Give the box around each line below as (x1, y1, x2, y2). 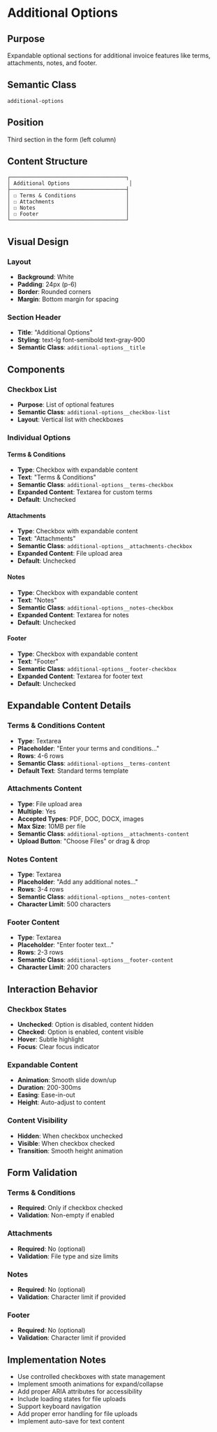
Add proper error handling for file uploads (17, 1410, 138, 1418)
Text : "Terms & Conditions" (17, 473, 96, 482)
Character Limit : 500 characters (17, 900, 112, 908)
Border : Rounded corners (17, 288, 91, 296)
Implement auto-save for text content (17, 1417, 125, 1426)
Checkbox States (7, 1004, 67, 1014)
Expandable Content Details (7, 700, 131, 712)
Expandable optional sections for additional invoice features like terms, (7, 51, 211, 59)
